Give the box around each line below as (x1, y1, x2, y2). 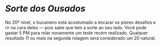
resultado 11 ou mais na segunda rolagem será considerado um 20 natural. (5, 35, 156, 41)
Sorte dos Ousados (5, 3, 86, 14)
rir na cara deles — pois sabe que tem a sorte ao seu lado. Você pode (5, 24, 147, 30)
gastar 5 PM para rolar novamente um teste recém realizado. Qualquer (5, 30, 148, 36)
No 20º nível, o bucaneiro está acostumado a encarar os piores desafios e (5, 19, 156, 25)
